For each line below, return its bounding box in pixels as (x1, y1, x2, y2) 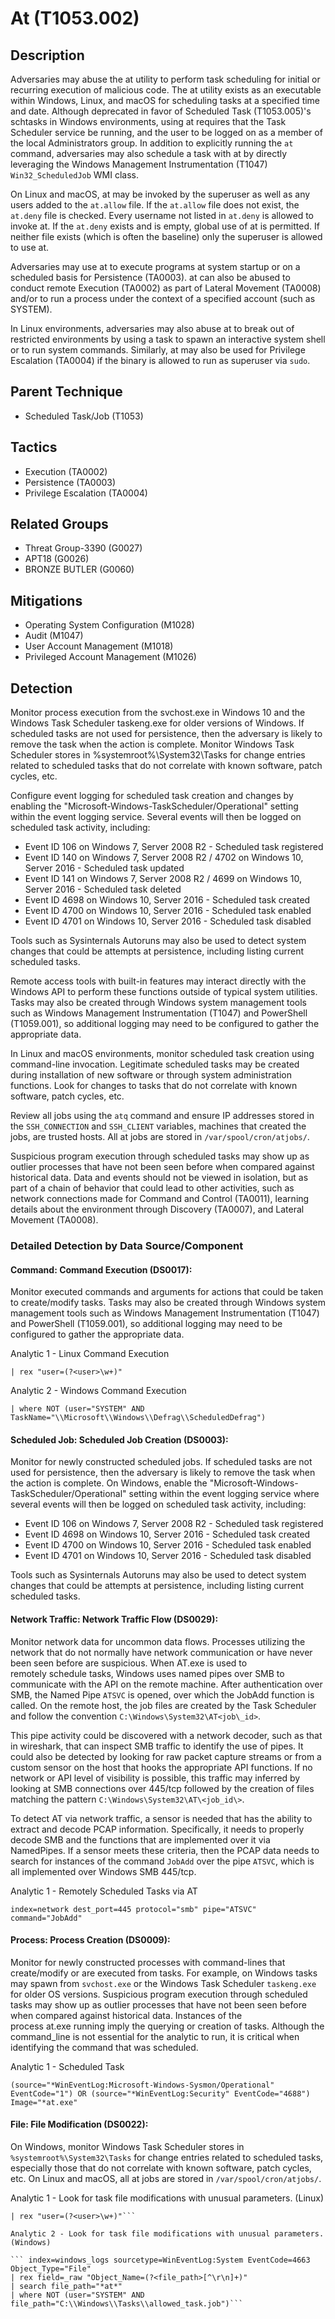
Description (10, 47, 85, 64)
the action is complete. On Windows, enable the (10, 1477, 208, 1489)
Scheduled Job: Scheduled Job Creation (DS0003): (10, 1433, 229, 1446)
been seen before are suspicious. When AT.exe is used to (10, 1657, 248, 1669)
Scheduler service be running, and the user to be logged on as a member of (10, 127, 323, 138)
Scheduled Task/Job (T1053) (24, 410, 144, 422)
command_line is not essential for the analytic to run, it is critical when (10, 2030, 300, 2042)
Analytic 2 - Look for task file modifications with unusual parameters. (10, 2229, 325, 2239)
